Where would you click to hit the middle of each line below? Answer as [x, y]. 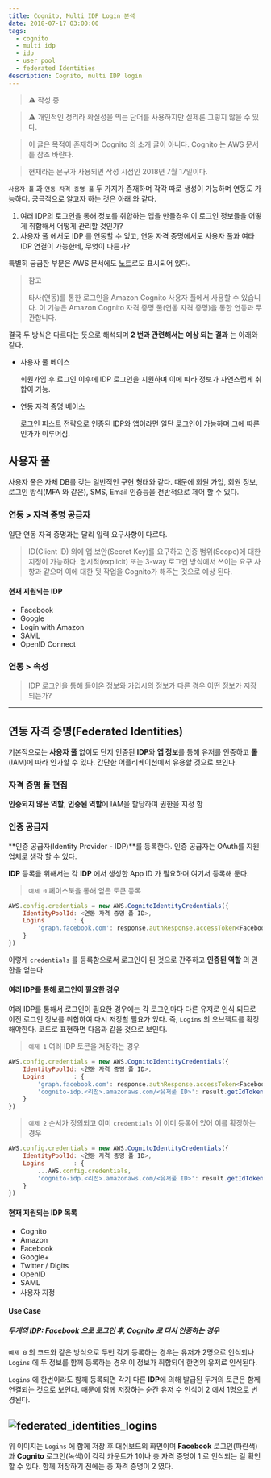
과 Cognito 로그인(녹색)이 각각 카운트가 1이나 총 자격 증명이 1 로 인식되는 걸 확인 [135, 1455]
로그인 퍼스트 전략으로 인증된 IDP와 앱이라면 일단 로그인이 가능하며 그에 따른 [140, 423]
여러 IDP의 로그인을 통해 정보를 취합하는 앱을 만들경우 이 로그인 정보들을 [133, 215]
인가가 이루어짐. [45, 433]
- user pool [36, 61]
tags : [17, 31]
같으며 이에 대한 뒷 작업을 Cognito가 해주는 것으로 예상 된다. [138, 571]
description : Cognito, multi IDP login [75, 76]
